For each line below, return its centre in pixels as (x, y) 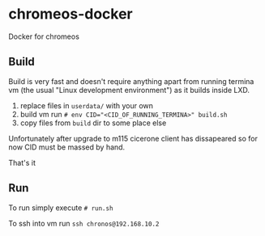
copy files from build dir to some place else (93, 123)
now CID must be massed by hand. (67, 147)
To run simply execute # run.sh (61, 208)
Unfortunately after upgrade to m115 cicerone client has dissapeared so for (133, 138)
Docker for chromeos (44, 36)
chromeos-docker (71, 14)
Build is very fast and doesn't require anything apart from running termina (131, 81)
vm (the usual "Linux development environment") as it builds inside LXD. (129, 90)
